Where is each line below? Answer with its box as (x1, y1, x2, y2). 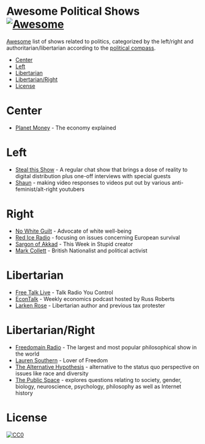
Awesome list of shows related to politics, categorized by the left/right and (6, 37, 194, 45)
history (15, 389, 34, 397)
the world (15, 350, 40, 357)
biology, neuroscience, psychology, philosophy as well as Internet (15, 383, 182, 390)
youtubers (59, 185, 84, 193)
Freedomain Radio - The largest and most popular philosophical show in (15, 343, 197, 351)
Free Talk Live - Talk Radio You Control (15, 289, 113, 296)
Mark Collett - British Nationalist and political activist (15, 247, 148, 254)
